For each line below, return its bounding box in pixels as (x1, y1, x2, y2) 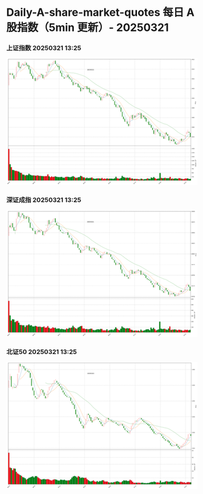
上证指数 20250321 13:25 (6, 44, 82, 52)
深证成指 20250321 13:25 (6, 196, 82, 204)
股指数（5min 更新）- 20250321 (6, 21, 169, 35)
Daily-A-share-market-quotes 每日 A (6, 5, 195, 19)
